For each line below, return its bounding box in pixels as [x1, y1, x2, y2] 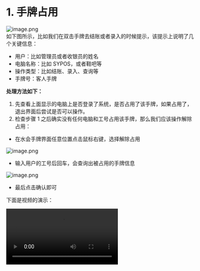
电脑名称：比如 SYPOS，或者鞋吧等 [14, 60, 102, 67]
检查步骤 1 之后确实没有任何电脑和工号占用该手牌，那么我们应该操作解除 [14, 115, 192, 122]
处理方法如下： [6, 88, 43, 95]
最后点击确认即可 [14, 183, 57, 191]
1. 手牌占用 [6, 5, 58, 19]
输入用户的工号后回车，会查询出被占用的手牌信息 [14, 159, 135, 167]
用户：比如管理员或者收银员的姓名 [14, 52, 99, 60]
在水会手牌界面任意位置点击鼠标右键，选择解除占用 [14, 135, 140, 142]
